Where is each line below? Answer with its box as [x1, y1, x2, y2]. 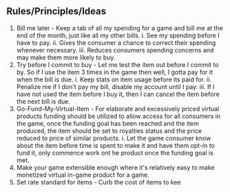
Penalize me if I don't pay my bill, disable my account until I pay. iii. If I [16, 82, 215, 90]
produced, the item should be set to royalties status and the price [16, 126, 202, 135]
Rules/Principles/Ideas [6, 6, 107, 17]
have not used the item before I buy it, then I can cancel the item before [16, 90, 220, 98]
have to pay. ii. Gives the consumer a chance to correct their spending [16, 38, 216, 47]
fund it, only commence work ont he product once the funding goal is [16, 148, 214, 157]
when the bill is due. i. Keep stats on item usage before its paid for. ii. [16, 75, 211, 84]
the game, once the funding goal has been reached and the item [16, 119, 199, 127]
